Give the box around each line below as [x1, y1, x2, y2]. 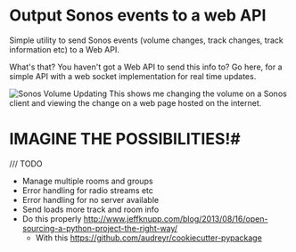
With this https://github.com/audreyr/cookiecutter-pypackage [35, 232, 263, 243]
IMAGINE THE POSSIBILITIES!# [9, 129, 241, 150]
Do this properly [21, 213, 82, 224]
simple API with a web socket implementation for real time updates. [9, 70, 257, 81]
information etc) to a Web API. [9, 44, 120, 54]
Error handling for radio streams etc [21, 184, 154, 196]
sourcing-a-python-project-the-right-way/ [21, 223, 178, 233]
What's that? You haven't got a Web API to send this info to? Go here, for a [9, 61, 283, 72]
